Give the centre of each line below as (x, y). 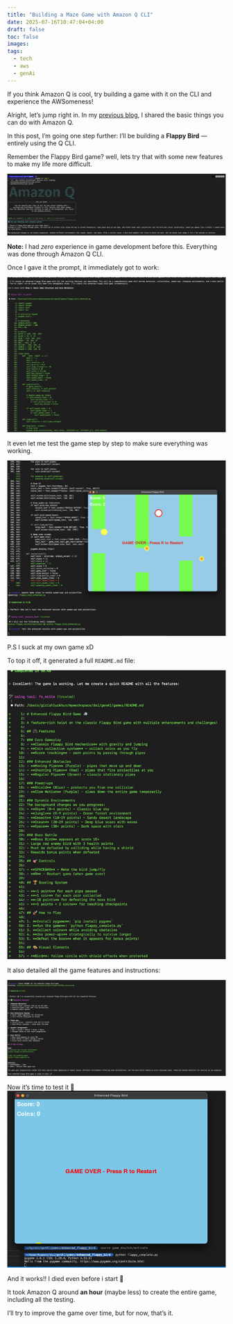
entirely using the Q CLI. (42, 143)
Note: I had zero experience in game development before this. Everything (112, 247)
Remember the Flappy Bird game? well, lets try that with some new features (115, 156)
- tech (23, 59)
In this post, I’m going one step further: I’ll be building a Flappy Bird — (107, 136)
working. (20, 451)
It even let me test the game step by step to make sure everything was (107, 443)
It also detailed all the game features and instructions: (84, 970)
